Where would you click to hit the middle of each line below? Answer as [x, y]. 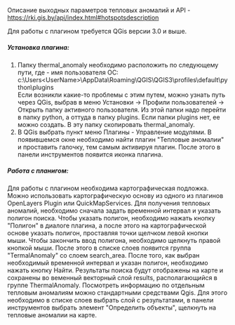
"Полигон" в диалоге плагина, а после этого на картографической [107, 225]
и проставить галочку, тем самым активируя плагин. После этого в [119, 147]
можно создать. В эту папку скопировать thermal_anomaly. [106, 124]
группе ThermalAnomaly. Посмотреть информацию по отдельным [106, 285]
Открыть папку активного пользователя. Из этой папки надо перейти [122, 110]
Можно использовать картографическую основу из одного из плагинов [115, 195]
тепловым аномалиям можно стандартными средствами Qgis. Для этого [117, 292]
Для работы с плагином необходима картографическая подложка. [108, 188]
